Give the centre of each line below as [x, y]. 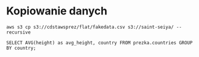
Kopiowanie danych [57, 11]
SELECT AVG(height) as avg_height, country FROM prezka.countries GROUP [99, 43]
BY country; [21, 48]
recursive [19, 32]
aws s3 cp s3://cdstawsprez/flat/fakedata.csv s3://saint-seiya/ [90, 27]
